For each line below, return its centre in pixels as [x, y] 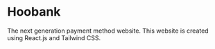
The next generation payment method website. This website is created [108, 31]
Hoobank [34, 12]
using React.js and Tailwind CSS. [54, 37]
